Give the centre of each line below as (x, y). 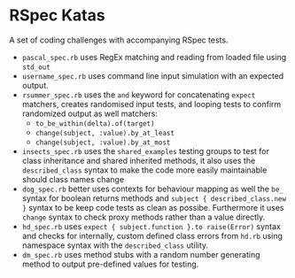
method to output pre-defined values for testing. (110, 264)
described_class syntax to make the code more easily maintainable (144, 170)
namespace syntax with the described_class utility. (115, 245)
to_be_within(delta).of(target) (95, 124)
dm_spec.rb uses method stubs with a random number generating (141, 254)
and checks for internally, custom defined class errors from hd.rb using (152, 236)
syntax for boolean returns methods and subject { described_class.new (154, 198)
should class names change (73, 179)
